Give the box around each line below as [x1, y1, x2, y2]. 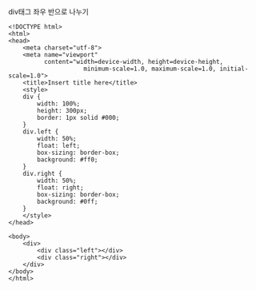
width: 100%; [37, 100, 81, 108]
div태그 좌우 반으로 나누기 [8, 7, 90, 16]
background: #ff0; [37, 156, 98, 164]
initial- [219, 65, 249, 73]
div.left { [22, 128, 59, 136]
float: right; [37, 184, 84, 192]
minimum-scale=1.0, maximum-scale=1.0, [83, 65, 217, 73]
